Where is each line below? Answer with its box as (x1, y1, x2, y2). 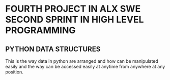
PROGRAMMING (5, 25, 76, 36)
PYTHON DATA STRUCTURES (5, 45, 101, 53)
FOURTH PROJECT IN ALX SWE (5, 3, 141, 15)
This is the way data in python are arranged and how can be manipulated (5, 58, 159, 64)
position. (5, 69, 24, 75)
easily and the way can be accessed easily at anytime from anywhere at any (5, 64, 165, 69)
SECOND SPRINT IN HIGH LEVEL (5, 14, 144, 25)
